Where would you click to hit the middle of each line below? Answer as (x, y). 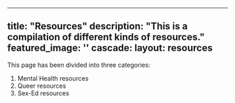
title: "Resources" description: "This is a (98, 26)
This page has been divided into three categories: (79, 65)
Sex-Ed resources (43, 93)
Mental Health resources (53, 78)
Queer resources (42, 86)
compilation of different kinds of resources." (106, 37)
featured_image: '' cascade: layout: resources (110, 48)
